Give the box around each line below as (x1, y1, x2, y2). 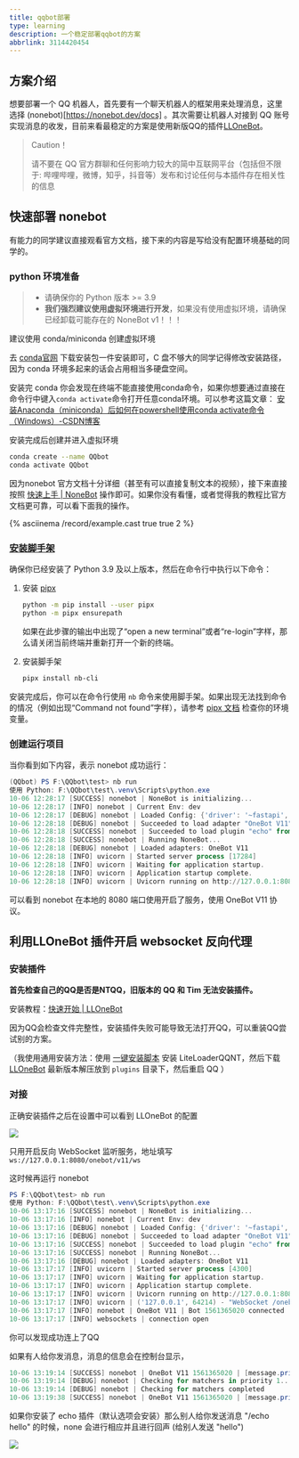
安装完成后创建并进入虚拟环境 (9, 435, 118, 445)
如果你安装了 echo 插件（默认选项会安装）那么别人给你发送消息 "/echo (9, 1411, 270, 1421)
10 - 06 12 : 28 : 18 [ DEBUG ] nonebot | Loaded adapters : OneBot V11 (9, 843, 249, 853)
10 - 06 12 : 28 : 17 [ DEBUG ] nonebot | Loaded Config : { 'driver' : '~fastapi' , (9, 810, 289, 819)
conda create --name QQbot (9, 452, 109, 461)
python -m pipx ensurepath (21, 609, 123, 618)
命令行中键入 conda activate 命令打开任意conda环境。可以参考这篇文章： (9, 394, 276, 404)
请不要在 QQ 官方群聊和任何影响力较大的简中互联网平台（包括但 (30, 159, 267, 169)
